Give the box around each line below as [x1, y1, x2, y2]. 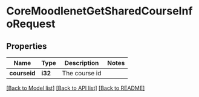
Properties [6, 41, 47, 51]
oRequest [6, 17, 56, 31]
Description [64, 59, 99, 67]
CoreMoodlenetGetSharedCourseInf [6, 4, 193, 18]
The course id [62, 69, 102, 77]
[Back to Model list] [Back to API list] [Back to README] [6, 84, 145, 92]
